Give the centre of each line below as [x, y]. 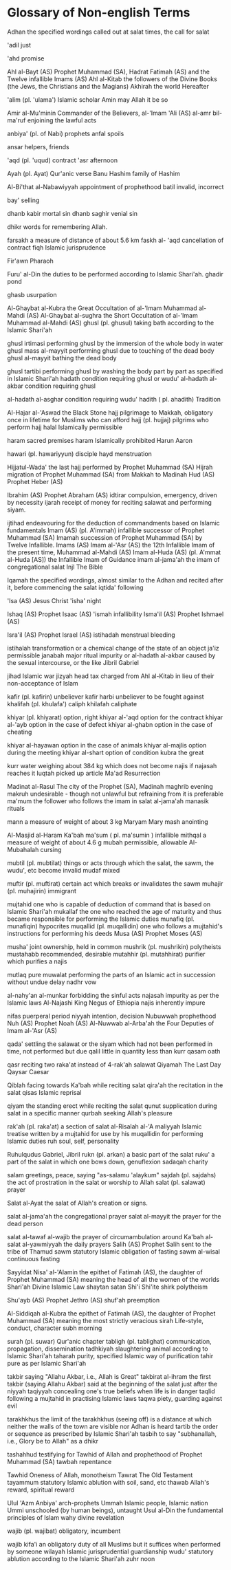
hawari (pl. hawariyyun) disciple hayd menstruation [80, 454]
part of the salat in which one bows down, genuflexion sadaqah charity [108, 1162]
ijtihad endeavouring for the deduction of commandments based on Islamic [113, 523]
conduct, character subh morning [55, 1328]
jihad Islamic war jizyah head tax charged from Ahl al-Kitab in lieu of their [111, 676]
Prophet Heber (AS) [35, 481]
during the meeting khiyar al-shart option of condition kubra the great [106, 752]
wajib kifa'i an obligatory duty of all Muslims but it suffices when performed [114, 1544]
